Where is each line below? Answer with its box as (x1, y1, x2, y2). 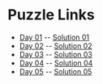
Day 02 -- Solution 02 (19, 40, 92, 50)
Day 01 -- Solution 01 (19, 32, 90, 42)
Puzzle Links (7, 6, 95, 24)
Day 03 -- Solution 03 (19, 49, 92, 59)
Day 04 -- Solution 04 (19, 58, 93, 68)
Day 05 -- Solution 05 (19, 66, 92, 76)
